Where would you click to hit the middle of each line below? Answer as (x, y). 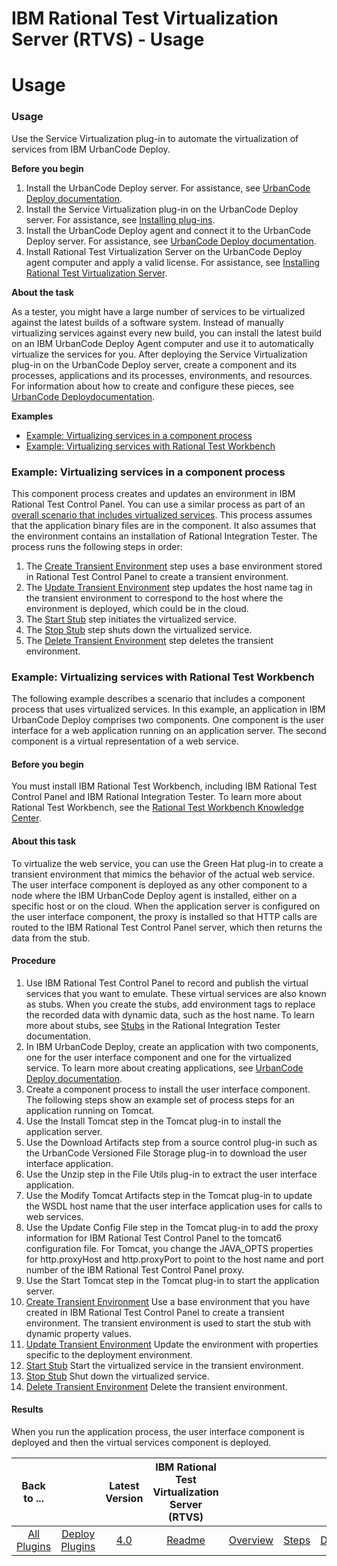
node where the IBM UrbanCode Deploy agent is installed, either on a (154, 895)
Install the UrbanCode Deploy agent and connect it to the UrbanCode (168, 230)
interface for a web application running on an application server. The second (169, 731)
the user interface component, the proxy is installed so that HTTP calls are (164, 916)
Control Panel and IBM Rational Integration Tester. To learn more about (156, 797)
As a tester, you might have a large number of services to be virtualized (158, 311)
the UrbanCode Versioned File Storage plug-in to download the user (166, 1153)
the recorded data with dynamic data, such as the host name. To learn (170, 1014)
